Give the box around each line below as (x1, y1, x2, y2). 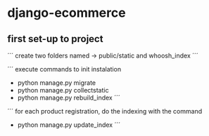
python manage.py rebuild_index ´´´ (17, 93, 121, 102)
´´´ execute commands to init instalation (7, 65, 122, 73)
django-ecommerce (7, 5, 126, 21)
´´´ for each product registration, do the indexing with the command (7, 107, 203, 115)
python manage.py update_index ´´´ (17, 121, 121, 129)
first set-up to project (7, 33, 103, 45)
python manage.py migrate (17, 79, 96, 87)
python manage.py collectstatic (17, 86, 109, 94)
